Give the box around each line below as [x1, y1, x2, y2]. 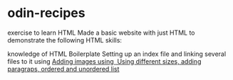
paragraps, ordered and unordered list [7, 64, 120, 73]
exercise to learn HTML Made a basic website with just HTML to [7, 28, 195, 37]
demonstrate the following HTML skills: [7, 35, 123, 44]
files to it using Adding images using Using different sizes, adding [7, 57, 202, 65]
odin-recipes [7, 5, 86, 21]
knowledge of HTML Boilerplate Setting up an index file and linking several [7, 50, 227, 58]
